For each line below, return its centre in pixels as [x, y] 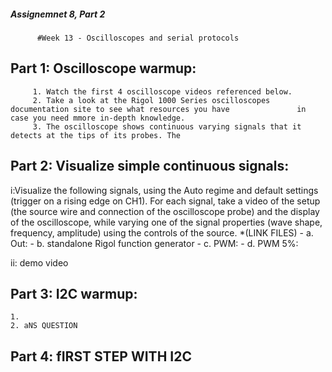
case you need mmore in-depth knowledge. [98, 118]
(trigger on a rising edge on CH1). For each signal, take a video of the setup [165, 201]
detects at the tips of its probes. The [96, 135]
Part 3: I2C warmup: [74, 293]
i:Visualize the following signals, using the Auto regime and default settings [164, 190]
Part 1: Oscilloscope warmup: [103, 68]
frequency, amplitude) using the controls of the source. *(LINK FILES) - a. [162, 232]
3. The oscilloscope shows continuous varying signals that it [167, 126]
